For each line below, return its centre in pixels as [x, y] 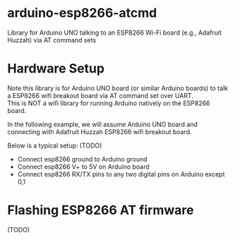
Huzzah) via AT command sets [52, 40]
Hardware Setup [56, 69]
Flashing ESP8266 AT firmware [101, 210]
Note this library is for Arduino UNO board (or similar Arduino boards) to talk [117, 88]
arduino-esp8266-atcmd [82, 13]
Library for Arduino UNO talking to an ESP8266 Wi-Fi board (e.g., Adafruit [115, 32]
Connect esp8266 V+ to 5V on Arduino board [83, 167]
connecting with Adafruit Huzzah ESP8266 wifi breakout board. [100, 131]
